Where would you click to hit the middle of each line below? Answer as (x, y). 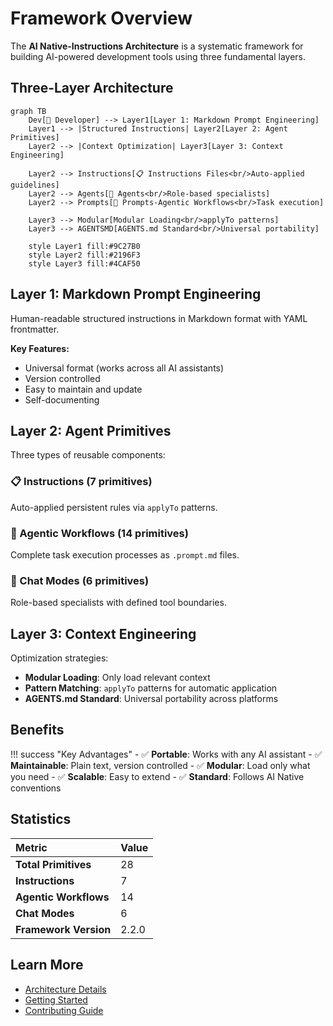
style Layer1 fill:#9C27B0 (84, 246)
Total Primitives (53, 864)
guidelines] (35, 185)
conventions (36, 788)
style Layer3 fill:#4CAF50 (84, 263)
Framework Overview (101, 18)
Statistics (41, 819)
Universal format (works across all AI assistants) (124, 368)
